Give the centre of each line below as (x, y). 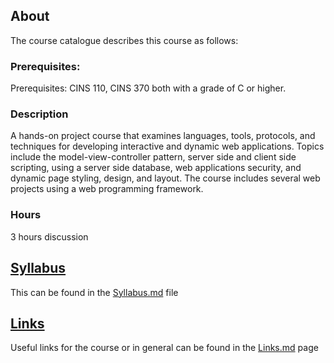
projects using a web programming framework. (107, 189)
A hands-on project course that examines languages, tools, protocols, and (163, 136)
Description (39, 114)
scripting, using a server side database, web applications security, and (156, 168)
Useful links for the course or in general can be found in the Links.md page (164, 348)
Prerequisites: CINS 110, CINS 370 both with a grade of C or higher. (148, 88)
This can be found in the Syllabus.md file (94, 292)
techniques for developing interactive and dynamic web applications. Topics (167, 146)
